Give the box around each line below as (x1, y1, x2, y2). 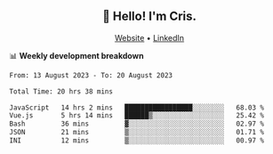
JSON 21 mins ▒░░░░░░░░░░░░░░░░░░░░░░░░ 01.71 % (9, 128, 265, 137)
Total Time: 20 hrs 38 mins (9, 86, 114, 96)
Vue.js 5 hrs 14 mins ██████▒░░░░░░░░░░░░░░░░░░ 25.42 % (9, 111, 265, 120)
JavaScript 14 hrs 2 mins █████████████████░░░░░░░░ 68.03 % (9, 103, 265, 112)
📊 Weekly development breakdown (9, 50, 144, 61)
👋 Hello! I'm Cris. (101, 9, 197, 24)
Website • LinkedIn (114, 32, 185, 43)
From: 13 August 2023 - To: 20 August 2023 (9, 70, 173, 80)
